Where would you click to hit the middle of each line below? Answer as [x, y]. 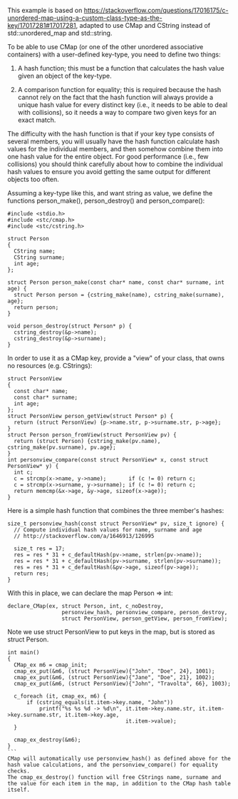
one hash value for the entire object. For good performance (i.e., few [108, 157]
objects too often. [33, 179]
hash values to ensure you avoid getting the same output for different [109, 172]
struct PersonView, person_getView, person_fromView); [145, 619]
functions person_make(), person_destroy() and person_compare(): [106, 200]
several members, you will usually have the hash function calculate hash [113, 141]
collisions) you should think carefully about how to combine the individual [115, 164]
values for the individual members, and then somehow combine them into [115, 149]
